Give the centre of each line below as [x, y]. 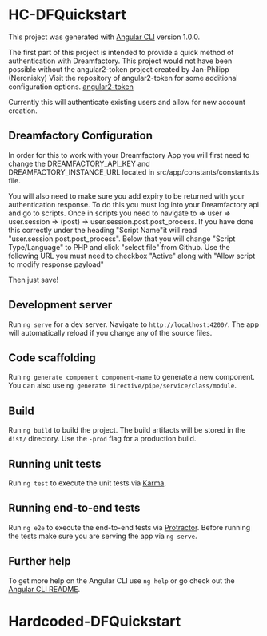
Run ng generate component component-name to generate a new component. [132, 377]
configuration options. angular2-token [71, 87]
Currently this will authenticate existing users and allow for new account [127, 102]
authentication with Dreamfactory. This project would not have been [120, 61]
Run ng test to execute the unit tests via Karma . [87, 483]
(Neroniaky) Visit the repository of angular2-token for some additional [123, 78]
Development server [60, 305]
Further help [40, 561]
